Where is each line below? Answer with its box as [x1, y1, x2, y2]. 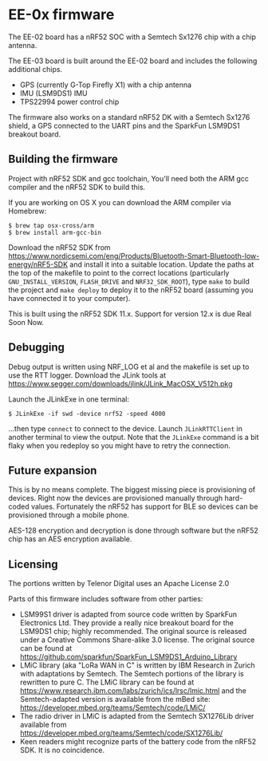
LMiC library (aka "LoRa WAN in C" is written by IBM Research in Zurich [19, 660, 255, 670]
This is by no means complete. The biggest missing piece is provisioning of [8, 485, 256, 494]
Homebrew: [8, 206, 47, 216]
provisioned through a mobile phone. [8, 510, 130, 520]
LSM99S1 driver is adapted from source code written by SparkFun [19, 609, 238, 620]
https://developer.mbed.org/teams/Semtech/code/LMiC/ [19, 703, 206, 712]
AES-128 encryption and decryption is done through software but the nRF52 [8, 525, 259, 536]
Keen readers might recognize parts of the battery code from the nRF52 [19, 737, 257, 747]
